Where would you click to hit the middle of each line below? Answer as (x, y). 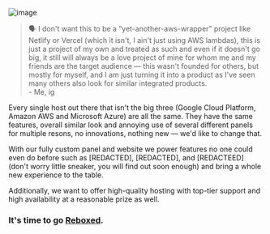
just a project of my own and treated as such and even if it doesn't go (144, 49)
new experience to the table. (56, 175)
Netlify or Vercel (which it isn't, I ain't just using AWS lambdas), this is (144, 40)
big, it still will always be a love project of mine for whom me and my (142, 57)
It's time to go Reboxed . (56, 220)
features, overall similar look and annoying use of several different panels (131, 125)
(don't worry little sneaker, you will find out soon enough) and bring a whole (135, 166)
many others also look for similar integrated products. (118, 83)
